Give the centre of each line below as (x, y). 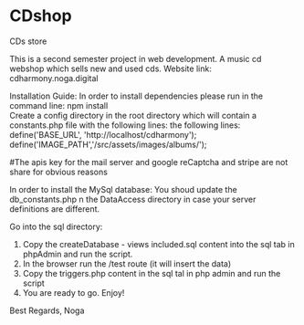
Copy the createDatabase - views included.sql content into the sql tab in (158, 244)
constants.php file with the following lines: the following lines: (125, 125)
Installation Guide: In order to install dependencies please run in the (136, 96)
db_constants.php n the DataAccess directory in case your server (133, 199)
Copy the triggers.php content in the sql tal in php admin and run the (152, 273)
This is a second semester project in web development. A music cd (136, 58)
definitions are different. (55, 209)
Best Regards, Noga (47, 310)
